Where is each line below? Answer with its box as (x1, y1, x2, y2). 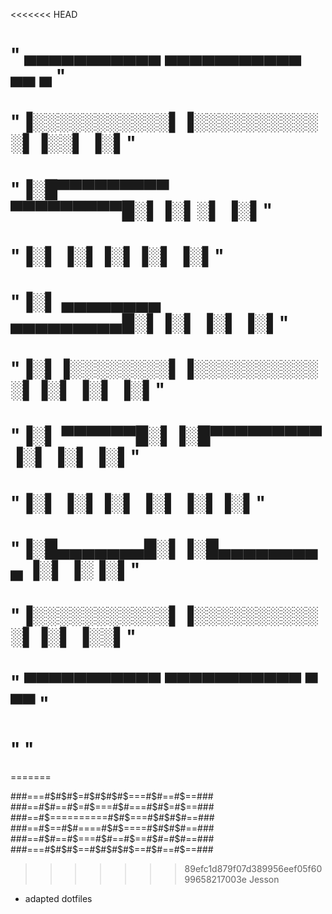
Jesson (248, 874, 280, 885)
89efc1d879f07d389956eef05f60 (184, 863, 323, 874)
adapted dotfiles (24, 893, 93, 904)
